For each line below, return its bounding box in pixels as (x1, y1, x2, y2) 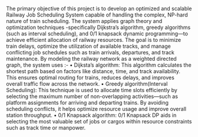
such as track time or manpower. (6, 124, 86, 131)
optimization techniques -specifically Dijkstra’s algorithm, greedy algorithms (6, 24, 191, 31)
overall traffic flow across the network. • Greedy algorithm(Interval (6, 80, 168, 87)
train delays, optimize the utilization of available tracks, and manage (6, 43, 171, 50)
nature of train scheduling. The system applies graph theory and (6, 18, 163, 24)
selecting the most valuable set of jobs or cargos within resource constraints (6, 118, 192, 125)
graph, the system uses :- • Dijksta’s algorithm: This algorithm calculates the (6, 61, 192, 68)
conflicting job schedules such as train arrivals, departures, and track (6, 49, 175, 56)
